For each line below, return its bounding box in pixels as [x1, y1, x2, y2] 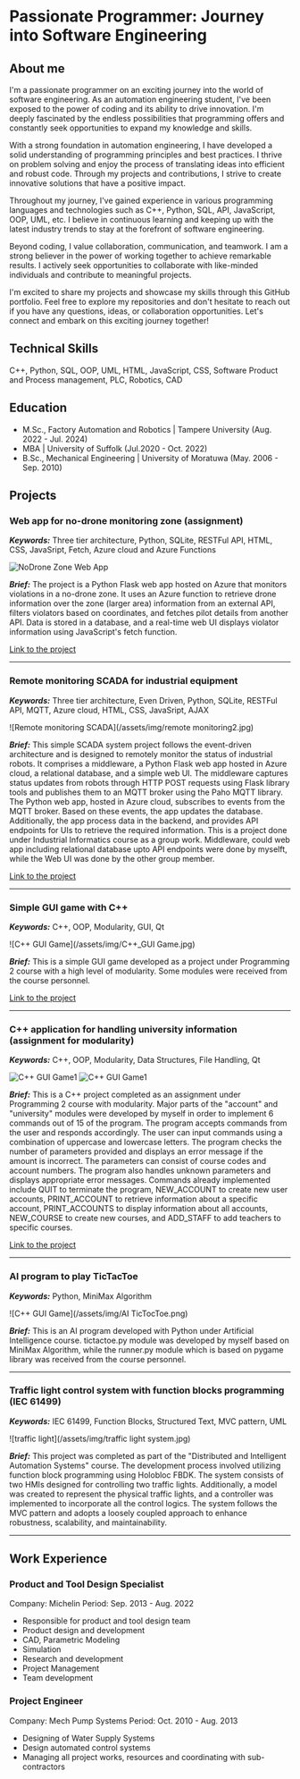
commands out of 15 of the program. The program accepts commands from [9, 1117, 287, 1128]
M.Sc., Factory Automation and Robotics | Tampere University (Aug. [21, 424, 272, 434]
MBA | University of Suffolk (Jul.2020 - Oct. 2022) [21, 443, 208, 453]
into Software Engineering [9, 25, 207, 46]
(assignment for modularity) [9, 1034, 135, 1047]
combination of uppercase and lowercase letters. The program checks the [9, 1137, 283, 1148]
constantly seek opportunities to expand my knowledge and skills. [9, 122, 253, 133]
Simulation [21, 1644, 62, 1655]
